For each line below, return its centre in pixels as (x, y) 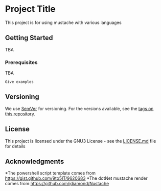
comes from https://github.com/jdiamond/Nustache (57, 184)
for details (15, 146)
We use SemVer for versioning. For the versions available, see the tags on (79, 108)
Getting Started (29, 38)
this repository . (20, 114)
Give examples (20, 82)
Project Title (30, 9)
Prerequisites (21, 62)
